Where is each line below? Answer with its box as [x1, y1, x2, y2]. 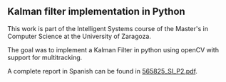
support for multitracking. [7, 53, 83, 61]
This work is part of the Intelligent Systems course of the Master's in [7, 24, 209, 33]
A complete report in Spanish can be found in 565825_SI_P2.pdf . [7, 66, 198, 75]
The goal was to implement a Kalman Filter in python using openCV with [7, 45, 220, 54]
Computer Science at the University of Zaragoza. [7, 32, 152, 40]
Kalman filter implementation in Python [7, 6, 185, 18]
